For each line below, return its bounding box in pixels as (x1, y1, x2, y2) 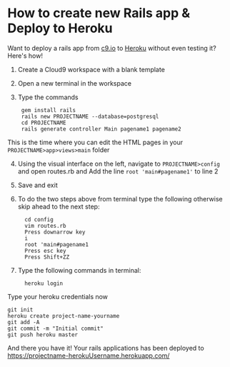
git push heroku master (7, 331, 79, 338)
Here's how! (7, 51, 43, 60)
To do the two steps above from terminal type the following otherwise (17, 194, 223, 203)
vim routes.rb (24, 222, 66, 229)
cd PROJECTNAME (21, 119, 66, 126)
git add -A (7, 318, 40, 326)
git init (7, 306, 34, 313)
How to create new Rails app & (7, 5, 191, 21)
